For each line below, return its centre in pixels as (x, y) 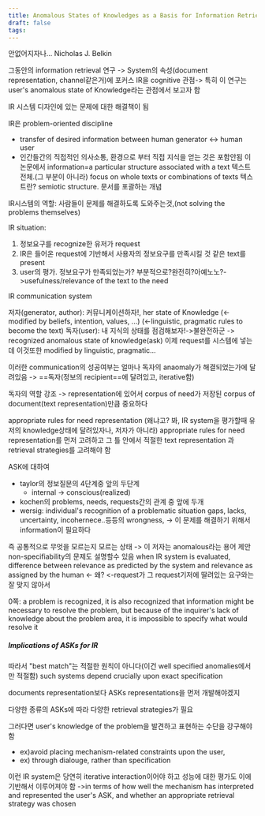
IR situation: (27, 228)
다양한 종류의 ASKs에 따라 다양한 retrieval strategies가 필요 (101, 709)
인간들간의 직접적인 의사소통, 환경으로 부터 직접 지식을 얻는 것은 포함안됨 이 (135, 157)
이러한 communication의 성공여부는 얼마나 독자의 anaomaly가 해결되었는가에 (128, 367)
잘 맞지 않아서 (30, 585)
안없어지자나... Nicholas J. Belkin (60, 54)
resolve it (23, 627)
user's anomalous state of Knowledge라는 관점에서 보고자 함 (105, 90)
